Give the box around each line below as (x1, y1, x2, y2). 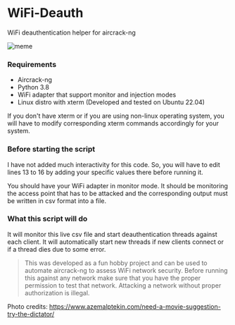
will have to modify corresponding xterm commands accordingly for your (7, 119, 220, 128)
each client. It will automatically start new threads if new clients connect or (7, 238, 224, 246)
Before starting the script (7, 145, 96, 154)
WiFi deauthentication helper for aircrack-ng (7, 28, 136, 37)
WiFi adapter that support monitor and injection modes (17, 90, 177, 99)
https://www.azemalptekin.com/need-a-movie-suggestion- (49, 302, 222, 311)
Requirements (7, 59, 57, 69)
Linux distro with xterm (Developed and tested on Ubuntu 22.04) (17, 98, 205, 106)
